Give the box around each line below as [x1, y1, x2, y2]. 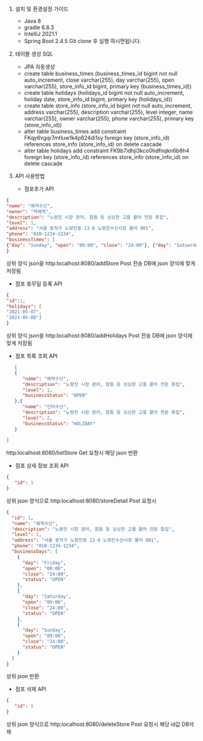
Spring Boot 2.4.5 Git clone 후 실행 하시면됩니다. [24, 38, 141, 44]
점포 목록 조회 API [14, 353, 58, 359]
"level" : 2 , [22, 415, 53, 421]
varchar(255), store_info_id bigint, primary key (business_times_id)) [24, 83, 192, 90]
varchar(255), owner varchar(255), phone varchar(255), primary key [24, 115, 195, 122]
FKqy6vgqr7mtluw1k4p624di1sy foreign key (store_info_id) [24, 134, 170, 141]
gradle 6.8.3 [24, 24, 54, 31]
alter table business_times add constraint [24, 128, 127, 135]
